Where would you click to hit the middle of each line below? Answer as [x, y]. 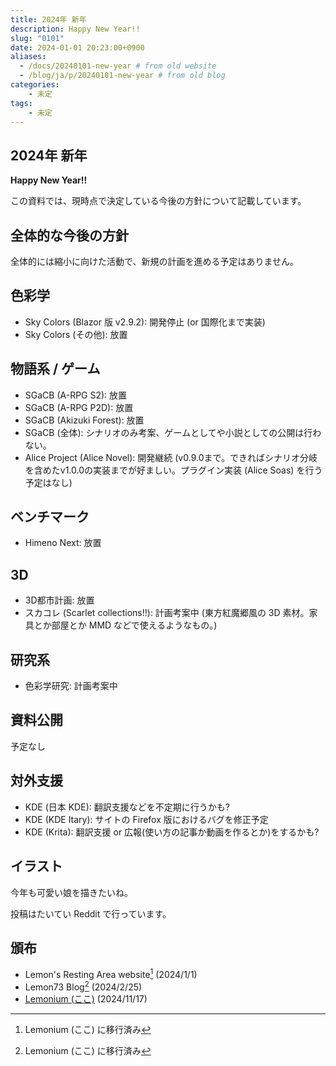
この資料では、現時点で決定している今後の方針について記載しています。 [158, 201]
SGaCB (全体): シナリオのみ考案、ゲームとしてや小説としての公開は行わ [173, 432]
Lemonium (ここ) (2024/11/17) [86, 998]
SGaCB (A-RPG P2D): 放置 [79, 407]
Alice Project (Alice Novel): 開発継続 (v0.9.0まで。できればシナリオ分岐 [171, 457]
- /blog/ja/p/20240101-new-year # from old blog [122, 76]
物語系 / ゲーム [55, 369]
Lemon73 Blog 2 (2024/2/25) [83, 986]
